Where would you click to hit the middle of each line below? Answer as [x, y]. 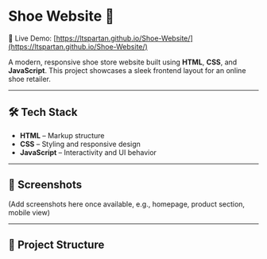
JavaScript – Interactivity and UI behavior [88, 152]
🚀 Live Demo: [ [33, 38]
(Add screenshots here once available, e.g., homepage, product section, [126, 204]
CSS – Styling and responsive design [80, 144]
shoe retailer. [30, 79]
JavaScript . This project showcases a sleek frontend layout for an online [127, 70]
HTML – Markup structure [62, 135]
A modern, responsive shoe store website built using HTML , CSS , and [123, 62]
